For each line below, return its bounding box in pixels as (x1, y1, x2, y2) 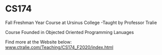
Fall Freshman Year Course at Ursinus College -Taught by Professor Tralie (5, 19, 157, 25)
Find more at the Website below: (5, 38, 72, 45)
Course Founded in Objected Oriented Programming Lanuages (5, 29, 134, 35)
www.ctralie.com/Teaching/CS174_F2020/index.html (5, 44, 113, 50)
